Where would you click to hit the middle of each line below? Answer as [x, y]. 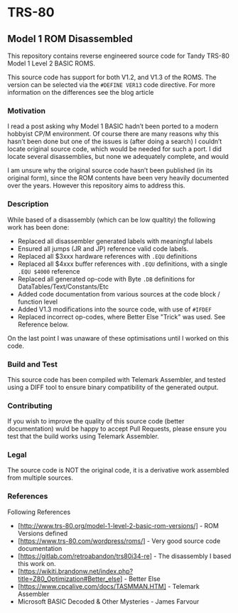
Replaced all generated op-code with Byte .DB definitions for [106, 279]
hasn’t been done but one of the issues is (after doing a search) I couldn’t [115, 141]
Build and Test [33, 364]
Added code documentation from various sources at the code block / [119, 294]
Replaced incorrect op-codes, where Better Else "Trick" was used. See [121, 316]
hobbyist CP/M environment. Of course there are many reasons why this [113, 134]
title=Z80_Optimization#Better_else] [70, 579]
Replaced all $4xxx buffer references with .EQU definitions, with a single [123, 264]
